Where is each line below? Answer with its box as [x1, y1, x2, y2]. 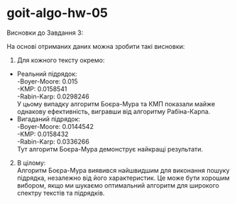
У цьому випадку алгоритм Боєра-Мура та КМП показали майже [16, 99, 216, 108]
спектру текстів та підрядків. [16, 188, 105, 197]
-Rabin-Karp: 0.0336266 [16, 137, 89, 146]
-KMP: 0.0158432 [16, 130, 69, 138]
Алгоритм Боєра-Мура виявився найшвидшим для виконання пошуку [16, 166, 230, 174]
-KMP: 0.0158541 [16, 84, 67, 93]
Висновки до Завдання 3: [6, 28, 84, 37]
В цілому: [16, 158, 46, 167]
